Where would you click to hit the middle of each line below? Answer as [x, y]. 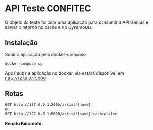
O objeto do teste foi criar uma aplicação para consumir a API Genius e [77, 22]
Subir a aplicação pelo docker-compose [46, 54]
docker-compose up [24, 64]
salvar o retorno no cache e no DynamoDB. [49, 27]
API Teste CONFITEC [48, 9]
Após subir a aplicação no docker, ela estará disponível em [64, 73]
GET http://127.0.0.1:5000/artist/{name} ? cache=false [61, 114]
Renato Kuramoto [23, 124]
